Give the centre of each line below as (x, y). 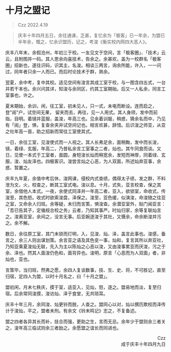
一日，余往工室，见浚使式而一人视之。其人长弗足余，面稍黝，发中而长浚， (83, 142)
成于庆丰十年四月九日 (144, 344)
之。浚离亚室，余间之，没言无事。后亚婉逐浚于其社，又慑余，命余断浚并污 (83, 216)
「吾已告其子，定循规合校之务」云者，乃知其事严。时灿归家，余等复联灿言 (83, 210)
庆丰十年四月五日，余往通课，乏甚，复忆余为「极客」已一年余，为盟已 (91, 35)
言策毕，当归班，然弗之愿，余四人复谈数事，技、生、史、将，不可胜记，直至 (85, 270)
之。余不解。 (19, 223)
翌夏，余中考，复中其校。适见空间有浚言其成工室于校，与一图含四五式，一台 (85, 82)
